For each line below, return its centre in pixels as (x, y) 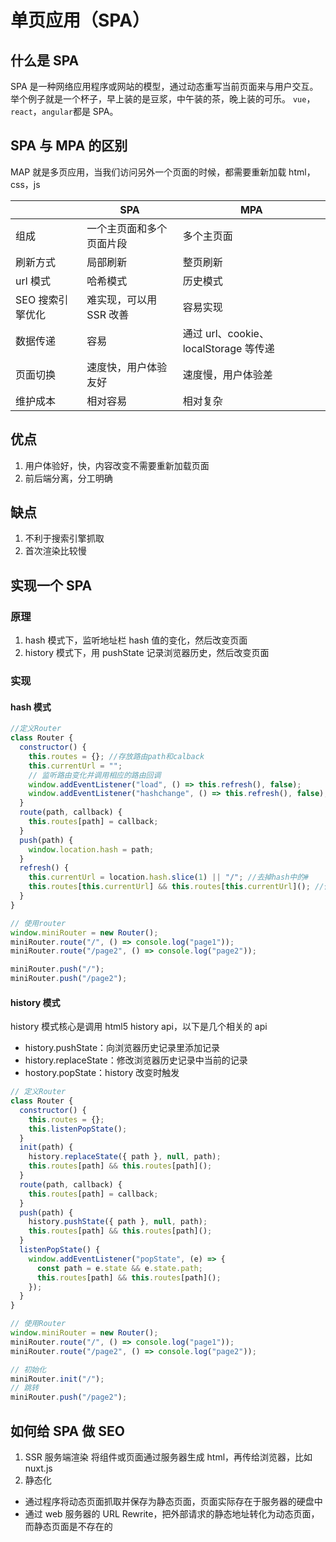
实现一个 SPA (51, 585)
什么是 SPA (45, 60)
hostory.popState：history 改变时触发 (102, 1073)
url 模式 (33, 281)
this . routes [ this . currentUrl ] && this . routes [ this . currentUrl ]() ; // (176, 887)
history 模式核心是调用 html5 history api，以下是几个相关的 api (139, 1027)
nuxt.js (38, 1468)
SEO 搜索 (37, 299)
